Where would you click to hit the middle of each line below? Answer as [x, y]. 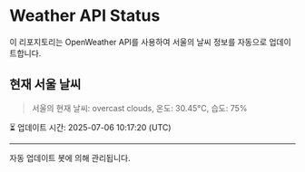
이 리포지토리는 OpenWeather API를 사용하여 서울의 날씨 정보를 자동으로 [138, 42]
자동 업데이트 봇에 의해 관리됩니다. [70, 158]
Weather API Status [85, 16]
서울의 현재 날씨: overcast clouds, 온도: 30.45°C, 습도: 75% [139, 108]
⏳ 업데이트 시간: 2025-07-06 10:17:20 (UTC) [90, 127]
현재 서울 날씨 [45, 85]
